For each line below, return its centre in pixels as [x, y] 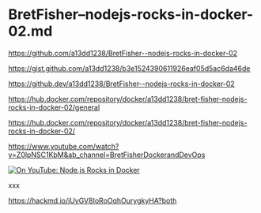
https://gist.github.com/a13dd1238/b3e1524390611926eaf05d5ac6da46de [129, 68]
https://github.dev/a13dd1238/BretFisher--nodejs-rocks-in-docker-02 [121, 84]
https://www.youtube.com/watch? [64, 146]
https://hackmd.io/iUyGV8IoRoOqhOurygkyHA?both [93, 200]
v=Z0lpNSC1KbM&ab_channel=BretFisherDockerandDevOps [107, 155]
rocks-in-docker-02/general [54, 107]
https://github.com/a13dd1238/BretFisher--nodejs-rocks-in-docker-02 [123, 53]
